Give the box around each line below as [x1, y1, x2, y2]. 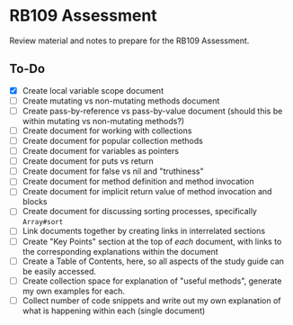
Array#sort [22, 218, 64, 227]
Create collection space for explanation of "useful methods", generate [22, 275, 282, 286]
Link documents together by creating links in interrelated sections [22, 226, 266, 237]
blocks [22, 196, 48, 207]
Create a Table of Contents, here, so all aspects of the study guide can [22, 256, 285, 266]
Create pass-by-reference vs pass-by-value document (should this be [22, 105, 283, 116]
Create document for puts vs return [22, 156, 155, 167]
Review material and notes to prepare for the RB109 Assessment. [9, 35, 250, 46]
